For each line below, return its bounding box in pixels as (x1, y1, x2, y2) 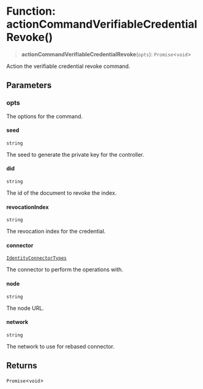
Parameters (6, 80, 52, 91)
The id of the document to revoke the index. (6, 189, 117, 197)
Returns (6, 360, 38, 371)
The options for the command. (6, 112, 83, 120)
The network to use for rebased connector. (6, 342, 115, 350)
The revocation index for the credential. (6, 228, 106, 235)
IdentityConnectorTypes (6, 255, 67, 262)
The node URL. (6, 304, 45, 312)
